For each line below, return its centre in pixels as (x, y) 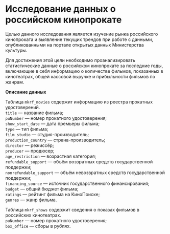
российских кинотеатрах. (33, 215)
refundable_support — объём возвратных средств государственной (79, 161)
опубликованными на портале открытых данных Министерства (75, 45)
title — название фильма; (34, 113)
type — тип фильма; (27, 129)
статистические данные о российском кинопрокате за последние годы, (84, 66)
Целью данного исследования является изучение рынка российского (82, 34)
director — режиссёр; (30, 145)
